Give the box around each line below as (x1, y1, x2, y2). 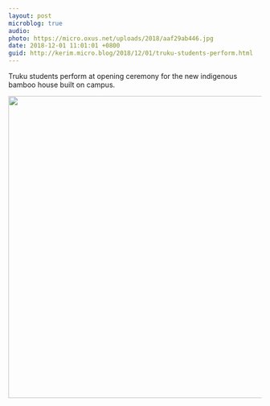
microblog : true (8, 19, 63, 27)
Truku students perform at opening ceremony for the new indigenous (8, 72, 238, 81)
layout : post (8, 11, 52, 20)
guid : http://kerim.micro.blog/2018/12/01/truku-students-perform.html (8, 49, 253, 57)
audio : (8, 27, 31, 35)
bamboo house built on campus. (8, 80, 116, 89)
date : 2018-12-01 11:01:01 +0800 (8, 42, 121, 50)
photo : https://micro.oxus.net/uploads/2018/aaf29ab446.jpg (8, 34, 215, 43)
